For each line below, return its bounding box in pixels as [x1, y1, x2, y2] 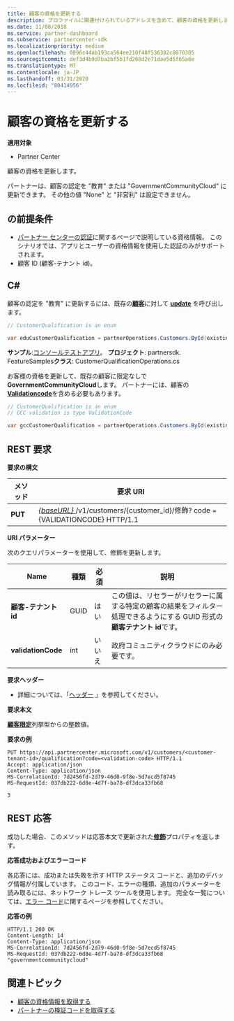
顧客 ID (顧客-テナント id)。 [17, 259, 97, 267]
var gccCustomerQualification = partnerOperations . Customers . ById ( [7, 422, 208, 429]
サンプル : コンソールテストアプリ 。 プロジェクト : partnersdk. [7, 348, 182, 357]
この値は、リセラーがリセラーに [111, 591, 217, 600]
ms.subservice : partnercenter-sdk [7, 36, 108, 43]
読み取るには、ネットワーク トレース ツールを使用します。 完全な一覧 [7, 888, 207, 897]
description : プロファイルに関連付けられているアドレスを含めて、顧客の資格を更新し [7, 17, 224, 24]
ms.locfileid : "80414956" [7, 82, 82, 89]
